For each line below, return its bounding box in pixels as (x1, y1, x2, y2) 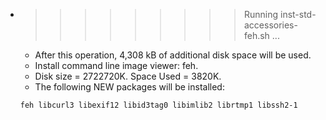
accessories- (243, 19, 298, 31)
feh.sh (243, 30, 270, 41)
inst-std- (279, 9, 317, 20)
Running (243, 9, 279, 20)
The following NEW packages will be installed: (34, 81, 225, 93)
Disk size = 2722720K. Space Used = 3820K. (34, 70, 222, 82)
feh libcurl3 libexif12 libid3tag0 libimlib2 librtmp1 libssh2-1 (19, 100, 298, 110)
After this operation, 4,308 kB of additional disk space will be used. (34, 49, 312, 61)
